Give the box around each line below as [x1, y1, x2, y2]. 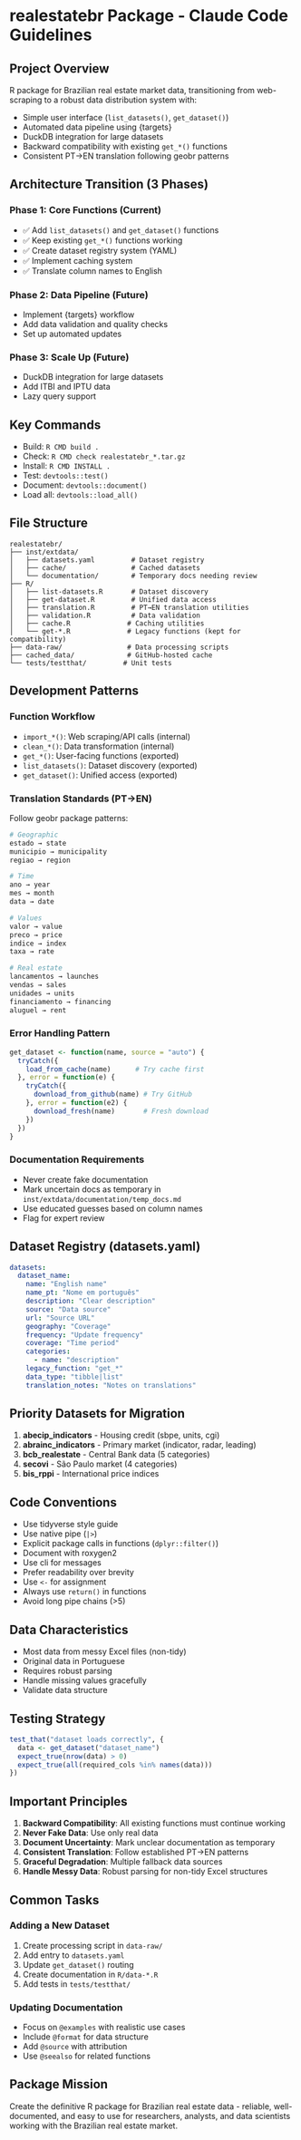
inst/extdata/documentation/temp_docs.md [22, 1195, 181, 1204]
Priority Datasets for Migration [9, 1406, 186, 1421]
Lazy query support [22, 391, 97, 402]
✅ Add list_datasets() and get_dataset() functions [22, 224, 219, 236]
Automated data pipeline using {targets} [22, 121, 172, 132]
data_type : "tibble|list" [25, 1372, 124, 1381]
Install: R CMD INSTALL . [22, 460, 111, 471]
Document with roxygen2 [22, 1547, 118, 1559]
